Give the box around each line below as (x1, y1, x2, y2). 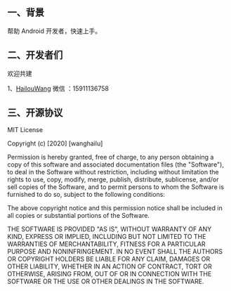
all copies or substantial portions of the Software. (7, 212, 150, 220)
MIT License (7, 126, 44, 134)
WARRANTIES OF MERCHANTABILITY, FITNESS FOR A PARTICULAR (7, 240, 206, 248)
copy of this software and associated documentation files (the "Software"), (7, 160, 225, 169)
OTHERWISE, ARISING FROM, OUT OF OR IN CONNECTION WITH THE (7, 270, 212, 278)
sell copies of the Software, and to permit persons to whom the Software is (7, 183, 225, 191)
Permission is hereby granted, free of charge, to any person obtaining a (7, 153, 214, 162)
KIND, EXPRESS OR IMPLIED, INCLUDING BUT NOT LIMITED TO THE (7, 233, 206, 241)
